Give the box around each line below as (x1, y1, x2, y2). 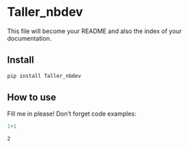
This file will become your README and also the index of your (7, 27, 182, 35)
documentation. (7, 34, 52, 42)
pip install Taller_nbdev (7, 72, 81, 79)
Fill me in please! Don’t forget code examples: (7, 109, 137, 118)
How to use (7, 92, 56, 103)
